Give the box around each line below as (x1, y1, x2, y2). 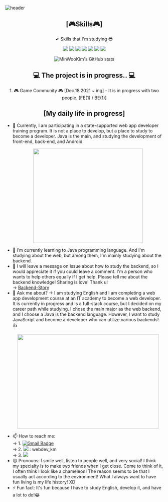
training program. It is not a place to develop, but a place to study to (12, 128, 153, 134)
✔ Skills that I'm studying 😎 (55, 36, 113, 42)
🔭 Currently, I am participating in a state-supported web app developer (12, 122, 159, 128)
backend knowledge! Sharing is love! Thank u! (12, 279, 108, 285)
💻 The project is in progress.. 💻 (33, 71, 136, 80)
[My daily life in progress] (43, 109, 125, 118)
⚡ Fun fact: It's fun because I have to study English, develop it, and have (12, 485, 162, 491)
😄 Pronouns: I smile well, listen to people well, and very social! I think (12, 458, 156, 464)
